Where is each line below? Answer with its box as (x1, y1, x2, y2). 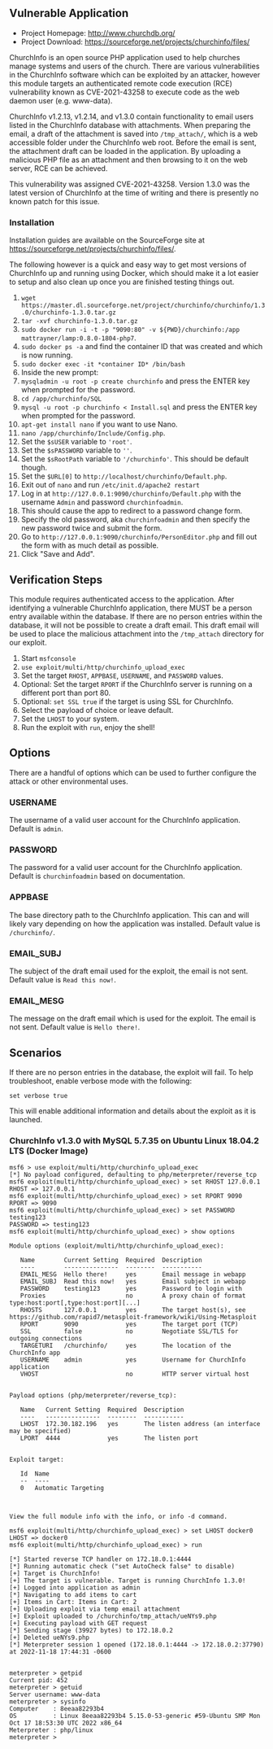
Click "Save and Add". (20, 549, 96, 559)
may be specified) (9, 1428, 71, 1436)
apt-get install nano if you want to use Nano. (20, 419, 178, 430)
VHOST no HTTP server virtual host (19, 1371, 250, 1379)
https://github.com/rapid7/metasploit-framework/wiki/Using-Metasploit (9, 1314, 257, 1322)
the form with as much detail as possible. (20, 540, 159, 550)
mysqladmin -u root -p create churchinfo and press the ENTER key (20, 376, 250, 386)
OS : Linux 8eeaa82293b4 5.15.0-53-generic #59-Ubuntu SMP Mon (9, 1712, 261, 1721)
